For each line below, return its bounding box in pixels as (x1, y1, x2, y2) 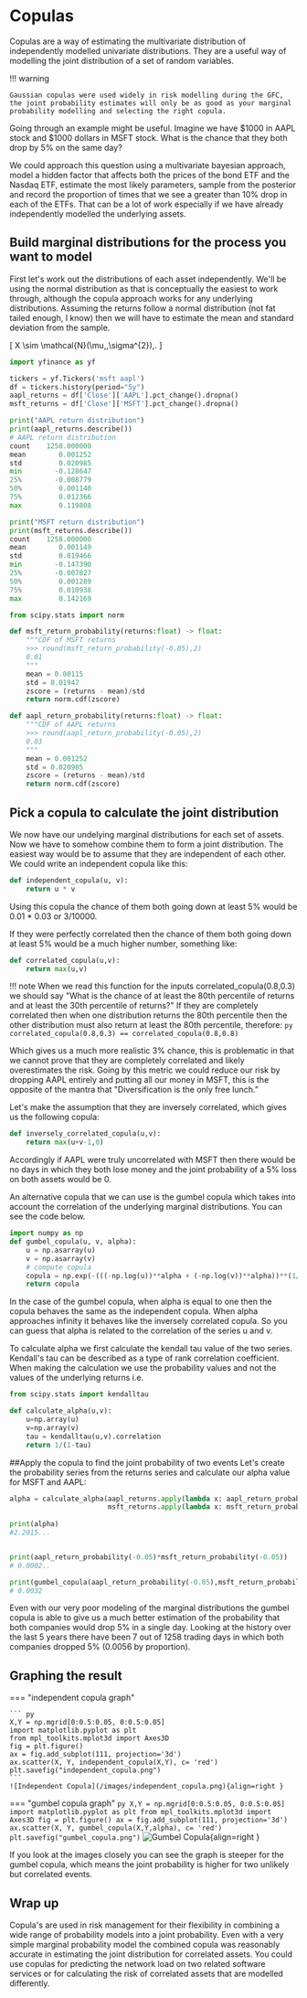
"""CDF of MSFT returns (26, 636, 117, 645)
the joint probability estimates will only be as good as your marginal (9, 98, 292, 108)
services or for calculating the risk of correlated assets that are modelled (9, 1968, 283, 1980)
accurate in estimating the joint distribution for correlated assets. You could (9, 1949, 293, 1960)
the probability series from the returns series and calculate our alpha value (9, 1467, 291, 1478)
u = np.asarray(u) (26, 1245, 96, 1255)
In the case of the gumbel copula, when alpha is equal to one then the (9, 1296, 272, 1308)
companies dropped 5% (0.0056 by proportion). (9, 1641, 191, 1652)
